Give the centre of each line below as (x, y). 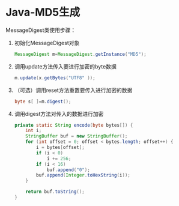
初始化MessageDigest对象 (47, 43)
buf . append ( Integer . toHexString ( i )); (83, 175)
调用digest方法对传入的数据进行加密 (59, 114)
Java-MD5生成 (43, 12)
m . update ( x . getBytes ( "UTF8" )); (55, 78)
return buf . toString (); (55, 192)
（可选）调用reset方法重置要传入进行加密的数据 (73, 90)
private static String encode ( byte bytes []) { (74, 125)
